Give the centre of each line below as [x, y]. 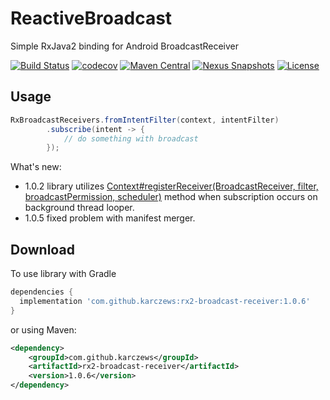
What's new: [36, 167]
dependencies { [42, 292]
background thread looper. [79, 208]
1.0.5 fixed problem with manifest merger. [110, 218]
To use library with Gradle [63, 274]
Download [42, 249]
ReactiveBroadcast [91, 18]
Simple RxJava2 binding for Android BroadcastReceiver [125, 46]
